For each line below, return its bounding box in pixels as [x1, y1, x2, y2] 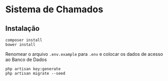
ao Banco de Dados [5, 56, 47, 63]
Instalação [5, 24, 40, 33]
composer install [5, 37, 43, 43]
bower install [5, 42, 36, 47]
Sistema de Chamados [5, 4, 104, 15]
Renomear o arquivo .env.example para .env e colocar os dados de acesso [5, 51, 163, 57]
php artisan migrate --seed [5, 71, 66, 76]
